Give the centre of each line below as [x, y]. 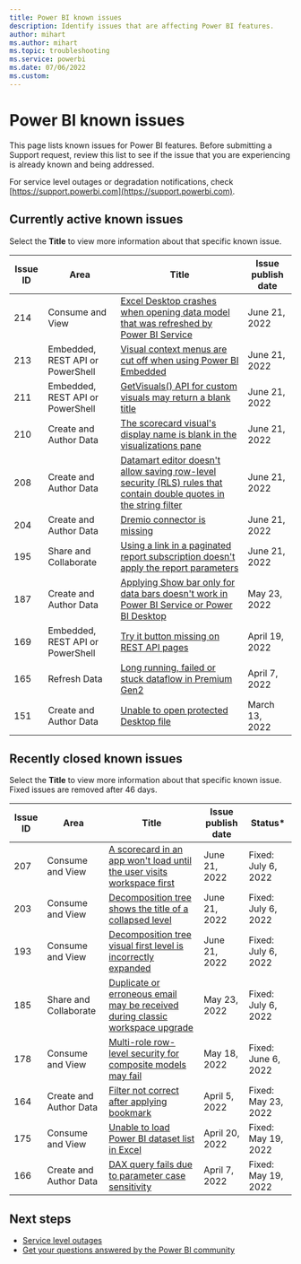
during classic [138, 1016]
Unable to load [139, 1128]
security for [155, 1053]
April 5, [219, 1096]
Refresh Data [75, 678]
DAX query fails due [150, 1164]
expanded [130, 968]
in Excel [125, 1150]
